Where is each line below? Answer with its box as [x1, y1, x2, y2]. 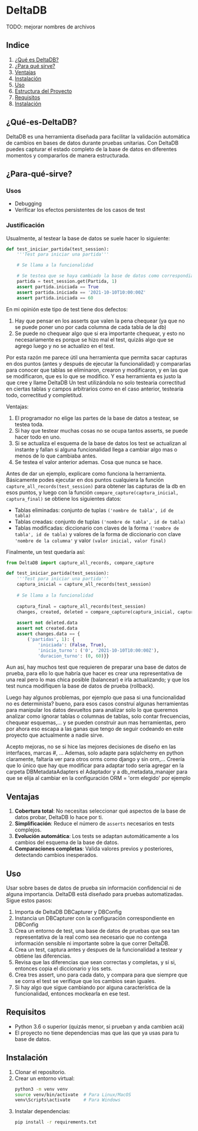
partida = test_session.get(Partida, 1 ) [16, 279, 117, 285]
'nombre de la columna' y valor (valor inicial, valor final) [14, 537, 167, 544]
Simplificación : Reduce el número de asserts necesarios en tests [14, 820, 175, 827]
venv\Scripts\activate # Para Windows [14, 1097, 121, 1103]
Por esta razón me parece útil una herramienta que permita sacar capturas [6, 353, 187, 361]
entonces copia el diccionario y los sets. [14, 965, 113, 972]
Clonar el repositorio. [14, 1068, 66, 1075]
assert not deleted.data [16, 620, 78, 626]
